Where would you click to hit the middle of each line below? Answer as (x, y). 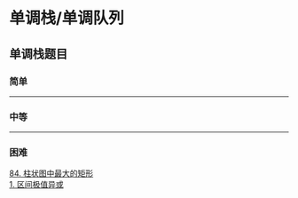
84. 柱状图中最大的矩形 (51, 173)
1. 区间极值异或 (36, 185)
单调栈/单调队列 (67, 18)
